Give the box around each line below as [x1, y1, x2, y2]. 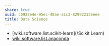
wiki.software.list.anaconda [12, 35, 69, 41]
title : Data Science [5, 16, 48, 21]
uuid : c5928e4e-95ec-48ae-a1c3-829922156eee [5, 12, 100, 17]
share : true [5, 7, 30, 12]
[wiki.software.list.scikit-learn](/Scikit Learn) [12, 30, 104, 36]
